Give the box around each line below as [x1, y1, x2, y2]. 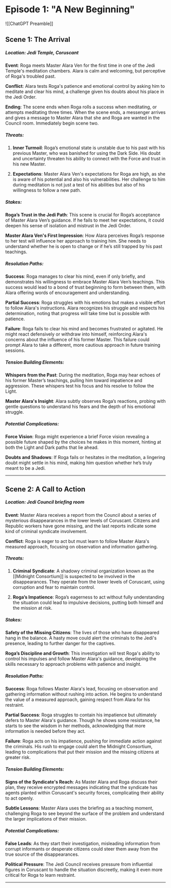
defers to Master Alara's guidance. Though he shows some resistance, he [5, 717, 160, 724]
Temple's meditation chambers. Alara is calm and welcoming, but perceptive [5, 68, 166, 74]
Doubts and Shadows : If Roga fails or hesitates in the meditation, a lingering [5, 454, 165, 461]
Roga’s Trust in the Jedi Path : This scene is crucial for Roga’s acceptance [5, 212, 160, 218]
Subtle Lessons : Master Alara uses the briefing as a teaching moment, [5, 805, 154, 811]
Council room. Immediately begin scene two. [5, 120, 99, 126]
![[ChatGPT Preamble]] [5, 20, 53, 27]
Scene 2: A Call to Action [5, 485, 85, 493]
